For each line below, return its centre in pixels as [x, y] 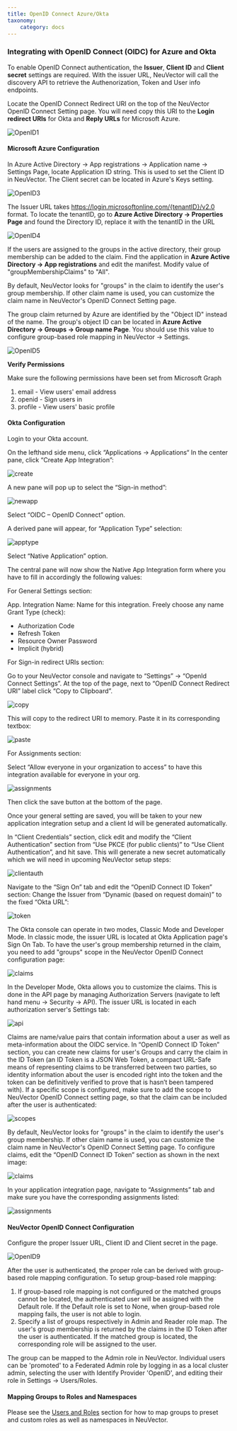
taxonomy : [22, 21]
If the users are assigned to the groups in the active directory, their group [114, 249]
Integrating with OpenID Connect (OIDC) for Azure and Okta [112, 52]
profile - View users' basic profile [66, 406]
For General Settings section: [50, 591]
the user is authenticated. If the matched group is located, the [108, 1337]
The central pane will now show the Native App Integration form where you [117, 570]
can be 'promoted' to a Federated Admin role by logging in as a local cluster [118, 1366]
